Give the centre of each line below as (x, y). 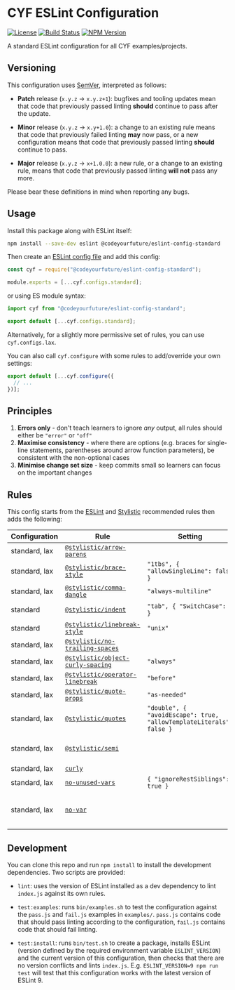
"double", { (166, 708)
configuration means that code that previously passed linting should (116, 142)
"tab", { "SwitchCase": (186, 606)
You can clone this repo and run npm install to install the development (109, 865)
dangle (76, 595)
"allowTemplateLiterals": (190, 722)
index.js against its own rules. (62, 893)
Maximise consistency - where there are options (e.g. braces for (112, 443)
